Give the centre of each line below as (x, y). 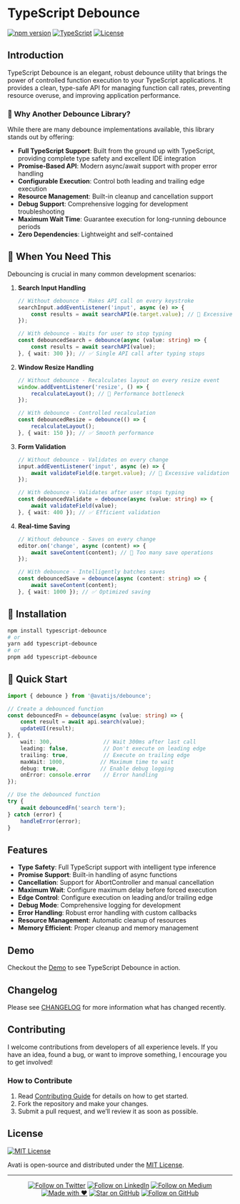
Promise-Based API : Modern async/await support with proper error (117, 166)
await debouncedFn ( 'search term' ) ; (73, 808)
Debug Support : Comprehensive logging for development (103, 204)
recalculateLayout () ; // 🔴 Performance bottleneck (108, 393)
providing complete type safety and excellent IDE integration (107, 159)
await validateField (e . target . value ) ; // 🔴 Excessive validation (130, 473)
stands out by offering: (41, 137)
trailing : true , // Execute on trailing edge (105, 755)
